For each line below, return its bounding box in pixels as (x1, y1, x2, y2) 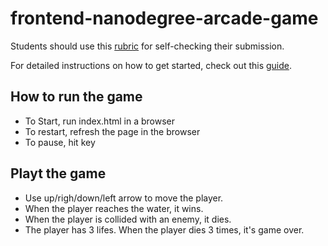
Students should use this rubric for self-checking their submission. (10, 40, 285, 52)
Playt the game (10, 165, 107, 182)
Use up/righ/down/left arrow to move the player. (24, 192, 224, 204)
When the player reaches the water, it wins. (24, 202, 204, 214)
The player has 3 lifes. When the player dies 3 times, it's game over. (24, 223, 305, 236)
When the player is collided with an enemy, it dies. (24, 213, 232, 225)
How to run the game (10, 88, 143, 106)
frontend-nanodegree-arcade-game (10, 7, 319, 30)
